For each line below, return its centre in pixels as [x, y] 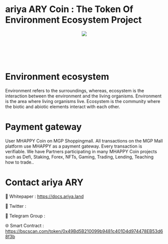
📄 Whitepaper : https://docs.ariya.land [45, 196]
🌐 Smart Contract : [25, 225]
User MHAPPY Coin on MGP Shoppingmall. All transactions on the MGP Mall [84, 141]
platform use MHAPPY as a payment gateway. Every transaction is [74, 146]
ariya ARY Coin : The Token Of [69, 9]
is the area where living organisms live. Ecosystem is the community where [83, 101]
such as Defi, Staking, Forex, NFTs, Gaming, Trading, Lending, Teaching [79, 157]
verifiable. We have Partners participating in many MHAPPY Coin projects [81, 151]
